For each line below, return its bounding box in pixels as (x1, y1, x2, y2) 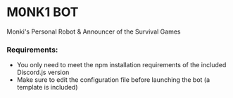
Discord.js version (16, 68, 70, 77)
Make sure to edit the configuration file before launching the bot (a (16, 76, 210, 84)
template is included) (16, 83, 78, 92)
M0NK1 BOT (6, 4, 79, 20)
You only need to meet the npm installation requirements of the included (16, 61, 227, 69)
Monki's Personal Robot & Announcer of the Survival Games (6, 27, 181, 36)
